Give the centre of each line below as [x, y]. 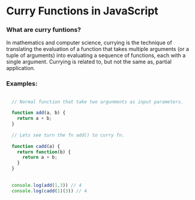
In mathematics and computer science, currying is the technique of [89, 43]
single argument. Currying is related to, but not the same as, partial [89, 62]
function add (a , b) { [39, 113]
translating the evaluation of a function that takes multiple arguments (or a [98, 49]
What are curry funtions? [43, 30]
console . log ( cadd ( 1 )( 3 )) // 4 [49, 191]
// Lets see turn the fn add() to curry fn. [68, 135]
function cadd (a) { [36, 146]
